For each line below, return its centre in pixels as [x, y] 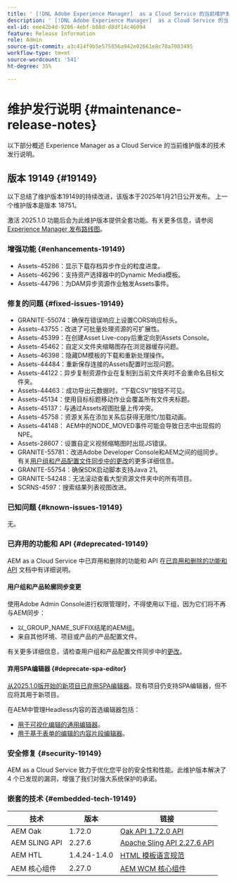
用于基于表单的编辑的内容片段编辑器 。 [73, 733]
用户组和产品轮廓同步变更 [44, 587]
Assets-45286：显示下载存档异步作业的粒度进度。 [90, 265]
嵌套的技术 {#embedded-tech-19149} [72, 799]
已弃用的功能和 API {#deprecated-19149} [78, 544]
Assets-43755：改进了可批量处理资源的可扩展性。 [90, 329]
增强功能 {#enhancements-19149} [66, 249]
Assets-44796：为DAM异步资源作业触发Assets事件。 [95, 283]
